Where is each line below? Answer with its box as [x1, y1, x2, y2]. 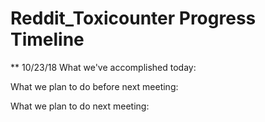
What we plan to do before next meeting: [10, 80, 179, 92]
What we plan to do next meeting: [10, 100, 150, 112]
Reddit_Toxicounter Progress [10, 7, 257, 30]
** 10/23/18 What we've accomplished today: [10, 61, 197, 73]
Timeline [10, 28, 85, 51]
